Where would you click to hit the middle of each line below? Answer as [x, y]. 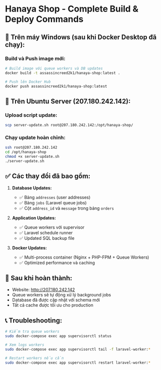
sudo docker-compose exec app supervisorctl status [58, 336]
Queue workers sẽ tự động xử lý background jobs [62, 295]
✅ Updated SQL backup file [47, 238]
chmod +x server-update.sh [32, 156]
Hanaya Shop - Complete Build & [72, 9]
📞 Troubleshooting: [33, 320]
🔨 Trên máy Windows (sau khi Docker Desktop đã [81, 37]
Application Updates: [34, 218]
